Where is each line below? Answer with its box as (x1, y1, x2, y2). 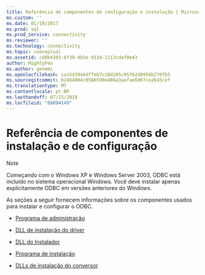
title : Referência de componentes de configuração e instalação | (6, 9, 179, 15)
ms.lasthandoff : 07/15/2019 (6, 94, 78, 100)
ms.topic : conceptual (6, 49, 62, 55)
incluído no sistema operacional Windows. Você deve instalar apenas (6, 178, 181, 185)
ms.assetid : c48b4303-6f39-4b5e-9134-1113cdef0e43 (6, 54, 138, 61)
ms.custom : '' (6, 15, 43, 21)
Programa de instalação (15, 250, 75, 257)
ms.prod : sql (6, 26, 40, 32)
